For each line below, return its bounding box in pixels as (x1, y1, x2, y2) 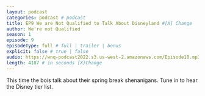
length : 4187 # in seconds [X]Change (6, 60, 103, 66)
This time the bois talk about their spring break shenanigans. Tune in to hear (6, 77, 198, 84)
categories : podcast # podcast (6, 15, 86, 21)
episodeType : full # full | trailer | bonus (6, 43, 121, 49)
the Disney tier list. (6, 83, 53, 90)
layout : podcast (6, 9, 48, 15)
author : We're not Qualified (6, 26, 81, 32)
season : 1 (6, 32, 32, 38)
